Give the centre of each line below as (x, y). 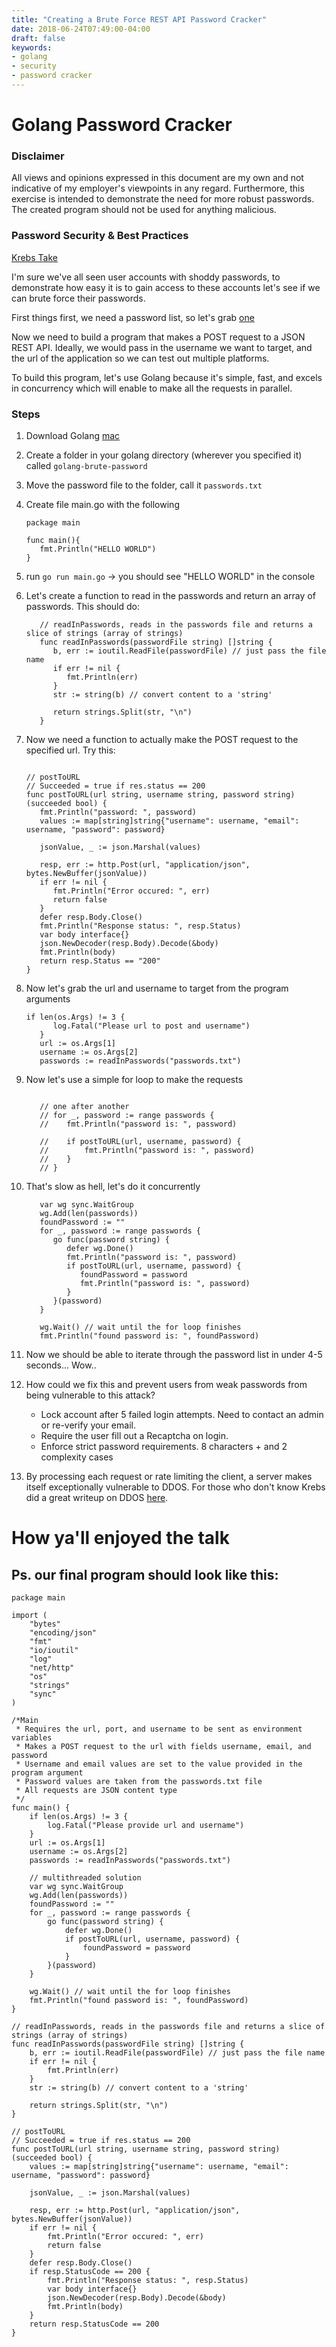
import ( (29, 1615)
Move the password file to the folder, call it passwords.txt (144, 485)
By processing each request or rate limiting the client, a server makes (169, 1476)
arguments (48, 998)
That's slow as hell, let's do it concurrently (113, 1186)
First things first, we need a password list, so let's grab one (133, 317)
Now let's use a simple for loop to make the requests (134, 1079)
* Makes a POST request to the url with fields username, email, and (163, 1746)
